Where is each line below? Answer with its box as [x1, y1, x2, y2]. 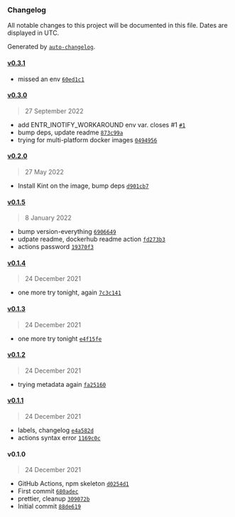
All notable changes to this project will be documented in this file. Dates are [7, 21, 229, 30]
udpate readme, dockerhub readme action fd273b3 [17, 235, 165, 243]
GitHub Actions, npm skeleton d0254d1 [17, 479, 129, 488]
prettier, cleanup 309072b [17, 494, 90, 503]
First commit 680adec [17, 487, 79, 496]
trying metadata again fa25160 [17, 380, 106, 388]
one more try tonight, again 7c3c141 [17, 288, 122, 297]
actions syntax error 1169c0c [17, 433, 101, 442]
